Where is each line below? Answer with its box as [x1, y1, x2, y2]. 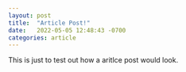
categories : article [8, 33, 77, 42]
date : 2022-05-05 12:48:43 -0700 [8, 26, 126, 34]
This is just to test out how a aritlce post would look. [8, 55, 179, 65]
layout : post [8, 11, 52, 20]
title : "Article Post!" [8, 19, 91, 27]
